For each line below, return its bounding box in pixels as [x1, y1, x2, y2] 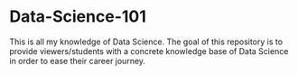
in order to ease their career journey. [9, 55, 146, 66]
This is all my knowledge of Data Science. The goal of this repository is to [9, 36, 283, 47]
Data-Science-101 [9, 6, 147, 27]
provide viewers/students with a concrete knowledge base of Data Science [9, 45, 289, 56]
